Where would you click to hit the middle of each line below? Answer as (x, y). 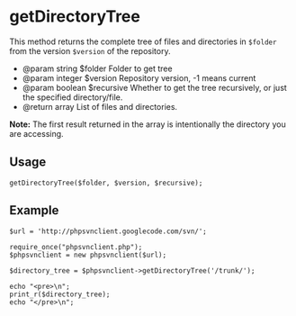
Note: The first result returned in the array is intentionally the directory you (148, 124)
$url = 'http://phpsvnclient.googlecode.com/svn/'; (108, 231)
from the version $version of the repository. (90, 50)
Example (34, 210)
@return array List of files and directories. (100, 106)
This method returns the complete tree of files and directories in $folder (143, 41)
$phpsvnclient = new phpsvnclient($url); (88, 255)
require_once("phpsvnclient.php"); (76, 247)
